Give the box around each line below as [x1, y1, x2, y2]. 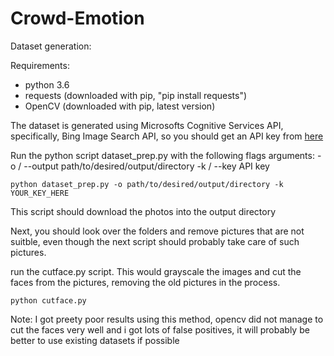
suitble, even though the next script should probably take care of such [10, 235, 300, 247]
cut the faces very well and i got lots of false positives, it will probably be [10, 323, 310, 336]
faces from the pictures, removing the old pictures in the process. [10, 276, 281, 288]
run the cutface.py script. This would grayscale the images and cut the [10, 265, 302, 277]
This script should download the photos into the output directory [10, 205, 277, 217]
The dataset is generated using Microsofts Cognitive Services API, [10, 119, 284, 131]
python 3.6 [24, 78, 70, 91]
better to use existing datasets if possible [10, 334, 180, 346]
